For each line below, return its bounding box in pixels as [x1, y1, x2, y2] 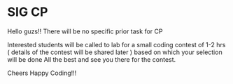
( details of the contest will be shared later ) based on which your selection [7, 48, 223, 56]
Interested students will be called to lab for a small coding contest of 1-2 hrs [7, 40, 226, 49]
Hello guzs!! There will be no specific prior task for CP [7, 27, 163, 35]
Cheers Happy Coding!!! [7, 69, 77, 77]
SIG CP [7, 4, 48, 20]
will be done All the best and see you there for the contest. [7, 55, 176, 63]
